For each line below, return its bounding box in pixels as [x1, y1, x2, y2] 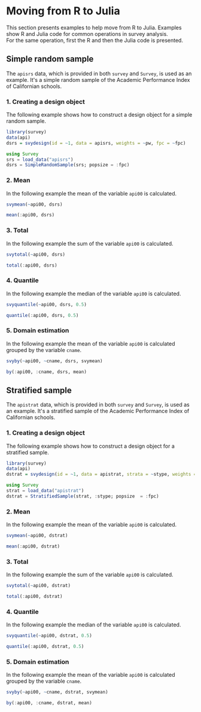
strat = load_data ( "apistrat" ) [6, 488, 84, 494]
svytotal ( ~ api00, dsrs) [6, 251, 66, 258]
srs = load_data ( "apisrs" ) [6, 157, 74, 163]
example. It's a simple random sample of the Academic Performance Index [6, 76, 190, 83]
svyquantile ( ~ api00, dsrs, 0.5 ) [6, 301, 87, 307]
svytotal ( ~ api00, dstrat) [6, 583, 71, 589]
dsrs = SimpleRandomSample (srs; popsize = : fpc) [6, 162, 130, 168]
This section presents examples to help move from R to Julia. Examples [6, 24, 182, 31]
